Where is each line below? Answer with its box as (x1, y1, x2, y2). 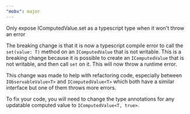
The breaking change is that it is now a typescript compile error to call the (6, 42, 184, 49)
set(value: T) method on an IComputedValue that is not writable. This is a (6, 48, 182, 55)
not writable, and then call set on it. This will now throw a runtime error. (6, 60, 177, 67)
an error (6, 30, 26, 38)
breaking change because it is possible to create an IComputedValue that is (6, 54, 184, 61)
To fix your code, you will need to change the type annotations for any (6, 95, 175, 102)
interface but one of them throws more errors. (6, 84, 117, 91)
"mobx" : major (6, 8, 41, 15)
